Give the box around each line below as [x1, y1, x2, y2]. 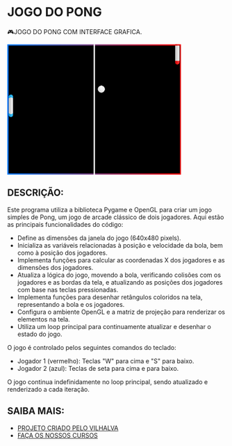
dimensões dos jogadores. [17, 263, 94, 271]
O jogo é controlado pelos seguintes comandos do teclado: [7, 343, 176, 351]
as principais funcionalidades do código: [7, 220, 124, 228]
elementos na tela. [17, 314, 71, 324]
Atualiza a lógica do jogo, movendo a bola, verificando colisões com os [17, 271, 221, 279]
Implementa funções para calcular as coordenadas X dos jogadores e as [17, 255, 225, 264]
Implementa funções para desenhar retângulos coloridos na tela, [17, 293, 203, 301]
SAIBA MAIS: [7, 405, 65, 417]
